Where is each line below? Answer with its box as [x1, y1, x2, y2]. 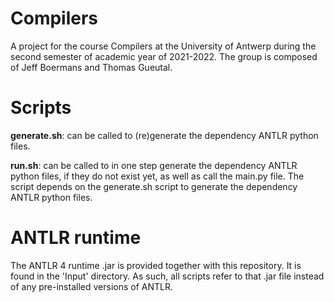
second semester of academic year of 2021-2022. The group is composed [10, 50, 318, 62]
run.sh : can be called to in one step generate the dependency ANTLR [10, 159, 298, 171]
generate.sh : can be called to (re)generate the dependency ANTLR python [10, 129, 319, 141]
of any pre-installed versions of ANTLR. [10, 280, 173, 292]
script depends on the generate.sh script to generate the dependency [10, 180, 298, 192]
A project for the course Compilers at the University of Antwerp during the [10, 40, 317, 52]
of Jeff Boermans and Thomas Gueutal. [10, 61, 173, 73]
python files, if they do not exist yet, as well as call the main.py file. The [10, 170, 305, 182]
